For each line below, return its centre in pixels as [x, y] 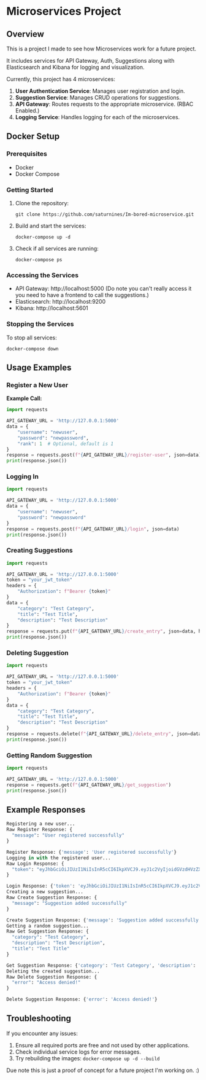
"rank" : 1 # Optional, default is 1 [66, 444]
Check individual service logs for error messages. [78, 1052]
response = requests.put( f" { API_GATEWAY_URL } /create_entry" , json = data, [101, 631]
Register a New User [37, 385]
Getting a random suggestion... [48, 926]
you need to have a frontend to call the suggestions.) [82, 295]
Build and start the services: [51, 226]
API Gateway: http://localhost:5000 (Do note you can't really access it [103, 289]
